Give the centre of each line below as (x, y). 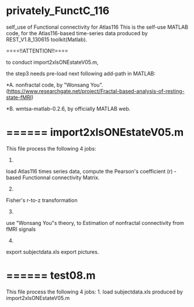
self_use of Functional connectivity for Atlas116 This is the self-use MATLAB (97, 27)
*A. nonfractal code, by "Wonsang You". (55, 85)
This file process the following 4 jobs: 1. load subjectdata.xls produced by (94, 292)
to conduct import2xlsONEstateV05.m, (52, 62)
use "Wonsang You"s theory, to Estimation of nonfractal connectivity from (95, 223)
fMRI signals (21, 229)
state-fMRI (19, 97)
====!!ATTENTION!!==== (37, 50)
